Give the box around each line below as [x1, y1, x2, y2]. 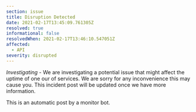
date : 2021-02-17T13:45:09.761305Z [6, 19, 94, 25]
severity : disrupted [6, 52, 57, 58]
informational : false [6, 31, 60, 37]
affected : [6, 42, 31, 48]
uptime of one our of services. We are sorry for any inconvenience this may [6, 75, 191, 82]
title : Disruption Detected [6, 14, 76, 20]
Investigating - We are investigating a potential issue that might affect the [6, 68, 185, 75]
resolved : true [6, 25, 44, 31]
